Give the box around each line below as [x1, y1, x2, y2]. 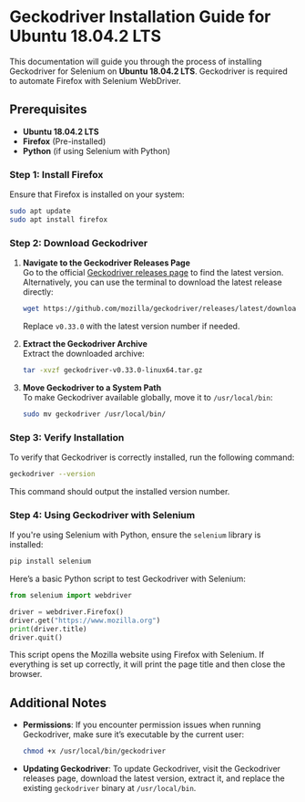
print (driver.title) [9, 624, 88, 633]
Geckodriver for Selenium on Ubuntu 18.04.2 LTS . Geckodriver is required [9, 66, 289, 77]
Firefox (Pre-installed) [22, 135, 107, 147]
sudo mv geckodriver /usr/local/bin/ [22, 409, 167, 419]
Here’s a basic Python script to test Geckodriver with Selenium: [9, 573, 246, 585]
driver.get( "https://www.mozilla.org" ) [9, 616, 161, 625]
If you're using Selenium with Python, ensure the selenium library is [9, 529, 261, 540]
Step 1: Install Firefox [9, 168, 104, 181]
